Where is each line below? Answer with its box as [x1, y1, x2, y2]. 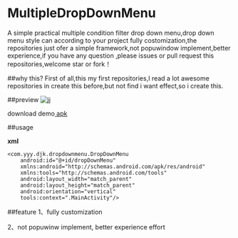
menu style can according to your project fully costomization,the [7, 36, 197, 44]
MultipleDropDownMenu [7, 5, 156, 21]
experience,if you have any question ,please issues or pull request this [7, 51, 214, 60]
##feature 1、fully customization [7, 207, 103, 216]
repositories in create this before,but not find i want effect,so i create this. [7, 81, 224, 90]
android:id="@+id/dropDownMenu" [20, 157, 116, 164]
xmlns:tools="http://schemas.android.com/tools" [20, 169, 167, 176]
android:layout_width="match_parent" [20, 175, 133, 182]
